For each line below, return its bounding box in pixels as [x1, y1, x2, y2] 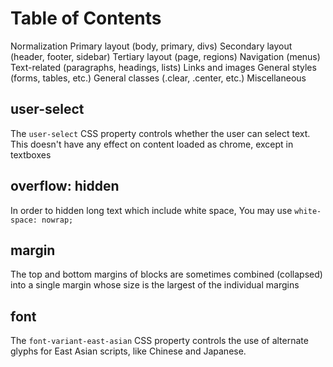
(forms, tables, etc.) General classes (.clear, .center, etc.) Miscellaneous [10, 72, 307, 84]
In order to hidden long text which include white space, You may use [10, 204, 293, 216]
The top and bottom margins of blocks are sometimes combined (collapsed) [10, 268, 323, 281]
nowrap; [41, 215, 74, 225]
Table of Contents [10, 7, 162, 30]
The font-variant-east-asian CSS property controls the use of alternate [10, 335, 309, 347]
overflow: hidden [10, 178, 120, 195]
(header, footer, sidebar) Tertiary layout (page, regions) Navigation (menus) [10, 50, 321, 62]
